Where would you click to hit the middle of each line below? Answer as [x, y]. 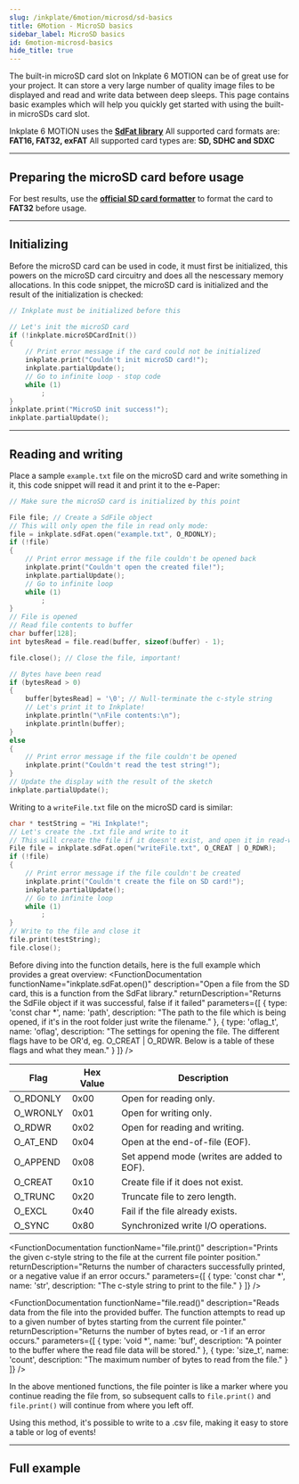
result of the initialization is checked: [77, 294]
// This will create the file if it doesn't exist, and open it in [137, 840]
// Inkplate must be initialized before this [95, 310]
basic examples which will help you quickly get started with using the [136, 104]
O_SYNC [32, 1225]
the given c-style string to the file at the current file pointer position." [135, 1257]
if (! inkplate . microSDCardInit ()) [73, 335]
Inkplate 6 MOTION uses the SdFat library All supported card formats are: [145, 131]
